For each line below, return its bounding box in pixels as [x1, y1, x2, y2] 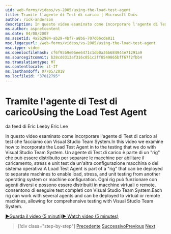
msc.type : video [5, 45, 40, 50]
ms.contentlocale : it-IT [5, 64, 58, 69]
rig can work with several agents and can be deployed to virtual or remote [5, 192, 160, 198]
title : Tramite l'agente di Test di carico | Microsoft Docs [5, 12, 138, 17]
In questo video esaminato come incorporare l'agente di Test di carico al [5, 133, 157, 139]
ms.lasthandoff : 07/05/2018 [5, 69, 65, 74]
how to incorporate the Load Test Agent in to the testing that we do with [5, 143, 156, 150]
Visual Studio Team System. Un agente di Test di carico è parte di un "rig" [5, 149, 160, 155]
